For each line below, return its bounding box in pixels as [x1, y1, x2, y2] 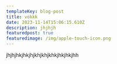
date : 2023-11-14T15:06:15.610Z [6, 19, 85, 25]
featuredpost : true [6, 30, 54, 36]
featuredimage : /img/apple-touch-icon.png [6, 35, 111, 41]
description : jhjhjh [6, 24, 57, 31]
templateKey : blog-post [6, 8, 64, 15]
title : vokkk [6, 14, 38, 20]
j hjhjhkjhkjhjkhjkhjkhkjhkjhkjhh [6, 52, 79, 58]
